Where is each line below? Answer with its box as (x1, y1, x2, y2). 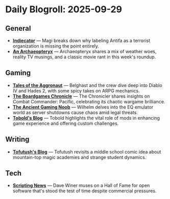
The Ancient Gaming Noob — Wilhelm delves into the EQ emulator (12, 104, 154, 110)
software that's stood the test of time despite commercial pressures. (12, 188, 157, 194)
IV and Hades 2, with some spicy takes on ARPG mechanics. (12, 87, 140, 94)
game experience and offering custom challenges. (12, 120, 119, 126)
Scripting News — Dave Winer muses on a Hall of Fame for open (12, 183, 150, 189)
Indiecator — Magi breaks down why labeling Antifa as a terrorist (12, 37, 151, 43)
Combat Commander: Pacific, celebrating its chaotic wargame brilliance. (12, 98, 165, 104)
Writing (5, 135, 30, 144)
